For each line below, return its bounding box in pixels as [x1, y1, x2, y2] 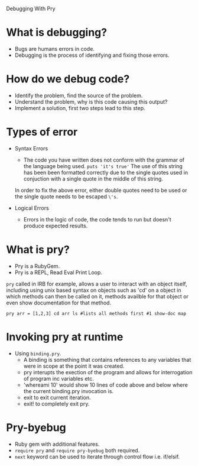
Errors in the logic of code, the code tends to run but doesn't [23, 216, 171, 223]
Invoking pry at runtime [6, 330, 124, 343]
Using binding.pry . [14, 349, 61, 357]
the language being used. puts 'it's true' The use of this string [23, 162, 183, 169]
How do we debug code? [6, 72, 130, 86]
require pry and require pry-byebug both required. [14, 446, 140, 454]
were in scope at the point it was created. [23, 362, 125, 369]
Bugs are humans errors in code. [14, 45, 95, 52]
